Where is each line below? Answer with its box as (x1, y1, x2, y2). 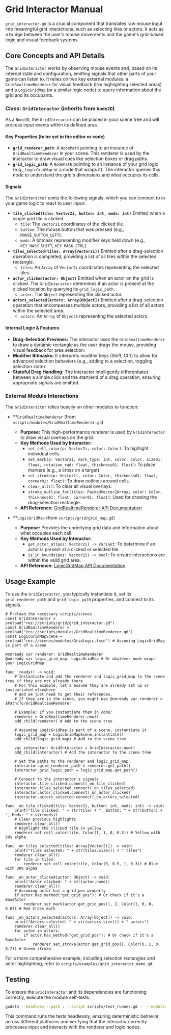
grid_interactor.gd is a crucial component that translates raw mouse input (5, 20, 163, 27)
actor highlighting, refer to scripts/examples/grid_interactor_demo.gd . (5, 960, 154, 967)
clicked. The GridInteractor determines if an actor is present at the (12, 280, 154, 287)
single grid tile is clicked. (12, 216, 65, 222)
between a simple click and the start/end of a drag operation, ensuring (12, 374, 161, 380)
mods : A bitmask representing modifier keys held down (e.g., (20, 237, 146, 243)
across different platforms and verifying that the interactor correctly (5, 1019, 147, 1025)
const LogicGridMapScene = (5, 634, 63, 639)
